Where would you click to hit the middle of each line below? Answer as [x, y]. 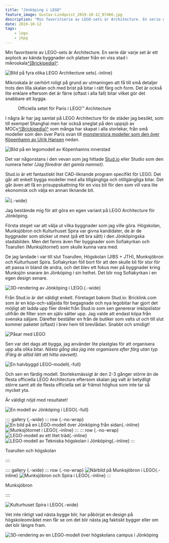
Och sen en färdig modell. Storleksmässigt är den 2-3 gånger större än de [82, 374]
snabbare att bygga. [26, 98]
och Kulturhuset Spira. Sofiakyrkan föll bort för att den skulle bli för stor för [82, 262]
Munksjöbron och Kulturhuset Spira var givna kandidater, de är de [73, 231]
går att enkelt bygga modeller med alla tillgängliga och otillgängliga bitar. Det [84, 179]
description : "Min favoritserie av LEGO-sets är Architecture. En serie [83, 19]
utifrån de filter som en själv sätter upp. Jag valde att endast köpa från [78, 313]
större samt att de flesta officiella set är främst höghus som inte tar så [77, 385]
